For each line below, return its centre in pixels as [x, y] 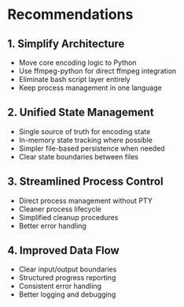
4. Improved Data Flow [63, 251]
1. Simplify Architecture [66, 44]
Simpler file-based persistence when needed [92, 148]
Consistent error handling [60, 286]
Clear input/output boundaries [68, 269]
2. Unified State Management [81, 112]
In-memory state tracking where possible [85, 140]
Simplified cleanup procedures [68, 217]
